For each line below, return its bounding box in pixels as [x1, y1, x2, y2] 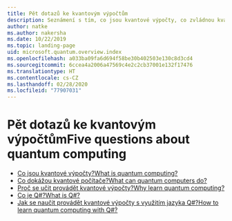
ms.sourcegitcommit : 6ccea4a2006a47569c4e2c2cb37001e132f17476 [7, 61, 193, 68]
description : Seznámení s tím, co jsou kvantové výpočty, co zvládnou [7, 17, 215, 23]
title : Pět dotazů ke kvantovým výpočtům [7, 10, 128, 17]
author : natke [7, 23, 48, 30]
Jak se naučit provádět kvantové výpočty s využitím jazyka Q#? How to [17, 198, 219, 207]
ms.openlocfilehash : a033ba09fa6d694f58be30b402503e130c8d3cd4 [7, 55, 193, 62]
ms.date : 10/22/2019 [7, 36, 67, 43]
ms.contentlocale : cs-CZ [7, 74, 79, 81]
